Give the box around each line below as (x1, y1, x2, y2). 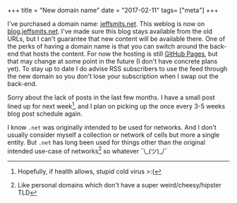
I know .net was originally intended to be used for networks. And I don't (7, 123, 217, 131)
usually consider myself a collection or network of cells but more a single (7, 130, 220, 139)
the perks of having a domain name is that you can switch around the (7, 42, 209, 50)
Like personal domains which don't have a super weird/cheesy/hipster (17, 181, 222, 190)
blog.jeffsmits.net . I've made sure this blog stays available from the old (7, 27, 213, 35)
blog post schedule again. (7, 109, 83, 118)
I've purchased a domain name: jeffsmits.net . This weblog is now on (7, 20, 205, 27)
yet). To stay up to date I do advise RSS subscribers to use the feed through (7, 65, 228, 73)
